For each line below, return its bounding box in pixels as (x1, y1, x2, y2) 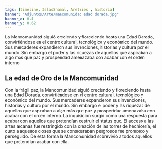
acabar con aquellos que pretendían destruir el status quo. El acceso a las (5, 118, 154, 124)
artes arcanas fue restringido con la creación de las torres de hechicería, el (5, 123, 156, 129)
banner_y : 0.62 (5, 20, 36, 26)
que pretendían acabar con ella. (5, 139, 69, 145)
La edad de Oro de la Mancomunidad (5, 74, 119, 82)
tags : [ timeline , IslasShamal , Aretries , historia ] (5, 7, 115, 12)
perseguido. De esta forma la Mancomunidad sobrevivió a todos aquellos (5, 133, 152, 139)
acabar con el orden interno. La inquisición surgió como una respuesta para (5, 113, 158, 119)
